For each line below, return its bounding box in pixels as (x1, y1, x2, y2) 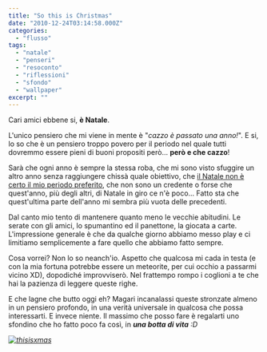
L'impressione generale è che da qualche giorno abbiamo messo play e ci (8, 229, 251, 239)
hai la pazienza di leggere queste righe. (8, 279, 138, 288)
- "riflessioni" (15, 71, 70, 79)
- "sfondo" (15, 78, 52, 86)
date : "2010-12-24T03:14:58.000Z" (8, 19, 124, 27)
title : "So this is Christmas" (8, 11, 113, 20)
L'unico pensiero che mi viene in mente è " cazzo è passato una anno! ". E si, (8, 131, 259, 140)
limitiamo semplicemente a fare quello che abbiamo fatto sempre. (8, 238, 224, 247)
